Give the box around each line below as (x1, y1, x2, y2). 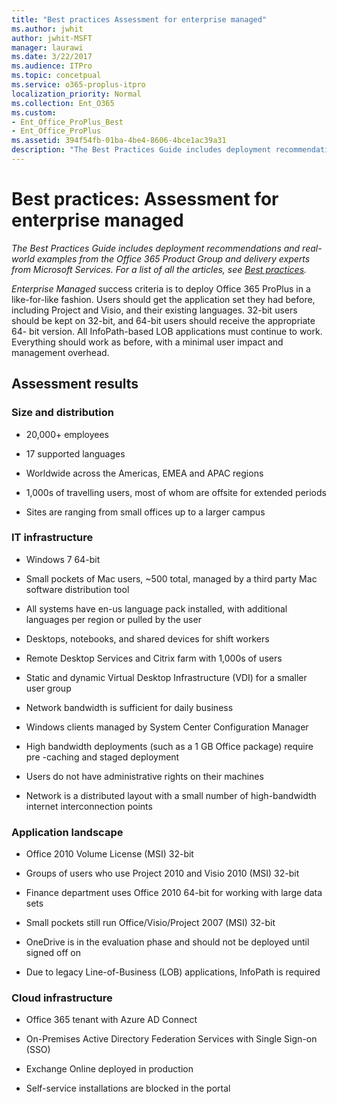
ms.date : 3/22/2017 (11, 52, 93, 62)
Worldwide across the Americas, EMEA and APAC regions (25, 467, 264, 479)
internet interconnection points (25, 800, 153, 812)
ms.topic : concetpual (11, 71, 102, 81)
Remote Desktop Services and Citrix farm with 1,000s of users (25, 652, 283, 664)
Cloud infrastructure (11, 991, 113, 1005)
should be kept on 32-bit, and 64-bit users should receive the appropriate (11, 314, 316, 326)
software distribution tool (25, 583, 130, 595)
